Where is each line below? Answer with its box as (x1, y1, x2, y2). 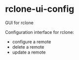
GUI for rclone (5, 20, 34, 26)
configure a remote (12, 38, 52, 45)
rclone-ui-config (5, 3, 75, 15)
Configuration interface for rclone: (5, 29, 75, 35)
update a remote (12, 49, 46, 55)
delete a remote (12, 44, 44, 50)
